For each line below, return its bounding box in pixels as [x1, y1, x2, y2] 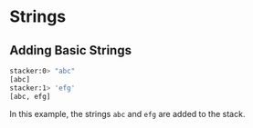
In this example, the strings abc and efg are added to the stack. [9, 108, 246, 119]
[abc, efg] [9, 92, 51, 101]
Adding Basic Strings [9, 43, 132, 58]
